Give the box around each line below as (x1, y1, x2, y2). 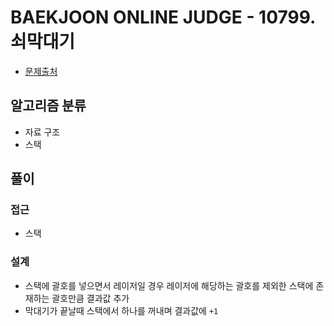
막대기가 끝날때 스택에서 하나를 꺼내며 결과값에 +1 (24, 304, 219, 316)
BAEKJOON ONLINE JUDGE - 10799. (10, 6, 316, 29)
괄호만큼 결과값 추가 (51, 292, 130, 304)
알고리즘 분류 (10, 97, 87, 115)
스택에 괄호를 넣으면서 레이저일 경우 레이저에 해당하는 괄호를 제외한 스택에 (24, 279, 314, 291)
